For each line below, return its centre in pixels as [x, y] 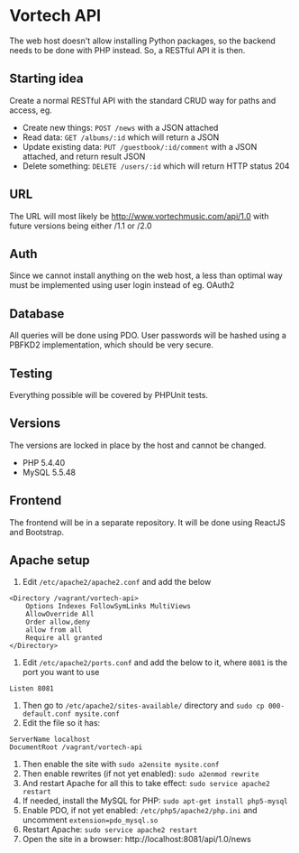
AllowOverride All [60, 615]
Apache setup [50, 561]
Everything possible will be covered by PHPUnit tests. [109, 395]
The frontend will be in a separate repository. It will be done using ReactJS [148, 522]
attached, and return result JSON [84, 156]
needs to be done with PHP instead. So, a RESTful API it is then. [127, 50]
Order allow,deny [58, 622]
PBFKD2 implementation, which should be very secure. [112, 345]
